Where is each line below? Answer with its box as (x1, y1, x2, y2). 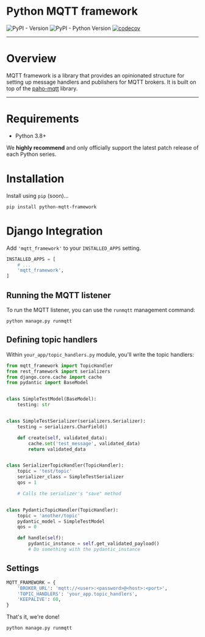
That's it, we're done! (6, 613, 60, 621)
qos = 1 (17, 479, 37, 486)
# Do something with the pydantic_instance (28, 547, 140, 553)
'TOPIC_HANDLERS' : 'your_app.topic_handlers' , (17, 591, 138, 597)
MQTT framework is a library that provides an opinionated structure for (6, 71, 185, 79)
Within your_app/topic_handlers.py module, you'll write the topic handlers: (6, 351, 194, 358)
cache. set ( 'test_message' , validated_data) (28, 440, 140, 446)
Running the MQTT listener (6, 290, 111, 300)
